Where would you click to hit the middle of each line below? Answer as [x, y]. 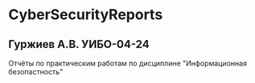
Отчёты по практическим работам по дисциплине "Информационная [128, 63]
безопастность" [36, 72]
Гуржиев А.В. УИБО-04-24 [79, 44]
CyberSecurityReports [86, 15]
